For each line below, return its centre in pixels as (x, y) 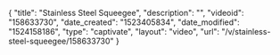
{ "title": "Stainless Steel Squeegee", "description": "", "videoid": (126, 13)
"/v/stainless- (246, 31)
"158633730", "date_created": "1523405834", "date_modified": (124, 22)
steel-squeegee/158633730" (61, 41)
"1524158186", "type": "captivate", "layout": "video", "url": (114, 31)
